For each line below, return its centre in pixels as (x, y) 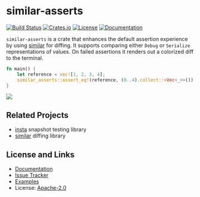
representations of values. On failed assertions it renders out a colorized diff (100, 51)
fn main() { (21, 69)
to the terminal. (25, 58)
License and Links (40, 154)
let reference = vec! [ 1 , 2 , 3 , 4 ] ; (61, 74)
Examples (27, 182)
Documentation (34, 169)
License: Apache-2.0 (41, 188)
